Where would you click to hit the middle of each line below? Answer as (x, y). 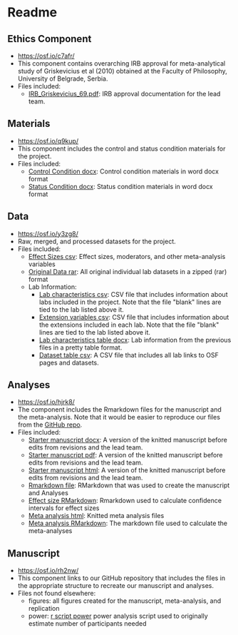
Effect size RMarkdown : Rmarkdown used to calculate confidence (125, 501)
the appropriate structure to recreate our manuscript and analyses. (115, 586)
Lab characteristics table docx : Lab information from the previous (135, 340)
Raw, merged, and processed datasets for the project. (97, 241)
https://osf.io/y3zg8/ (48, 233)
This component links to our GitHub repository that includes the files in (121, 578)
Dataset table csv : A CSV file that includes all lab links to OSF (129, 355)
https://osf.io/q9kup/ (48, 141)
